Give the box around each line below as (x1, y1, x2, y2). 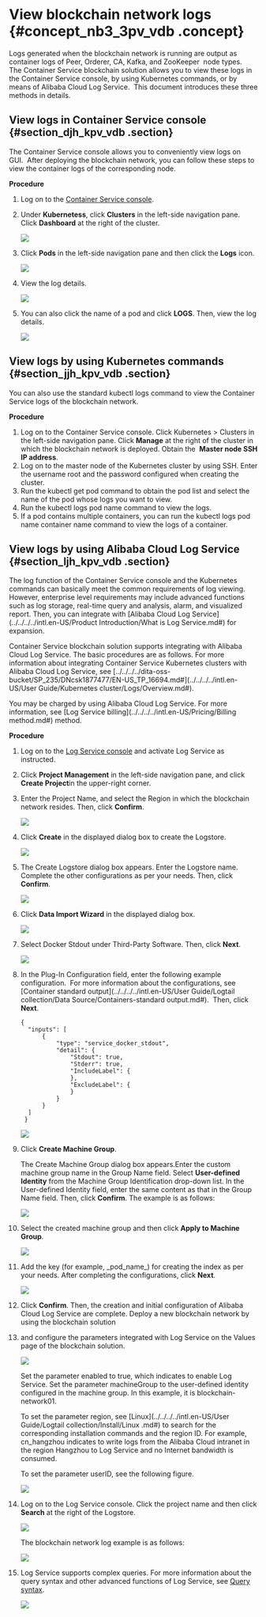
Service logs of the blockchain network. (9, 396, 139, 406)
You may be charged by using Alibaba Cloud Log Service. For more (9, 699, 228, 709)
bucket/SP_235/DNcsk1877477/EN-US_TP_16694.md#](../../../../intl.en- (9, 675, 238, 685)
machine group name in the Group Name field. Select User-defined (20, 1168, 240, 1178)
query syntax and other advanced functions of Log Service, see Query (20, 1577, 251, 1586)
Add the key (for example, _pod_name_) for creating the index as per (20, 1262, 244, 1271)
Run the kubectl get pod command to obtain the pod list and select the (20, 486, 250, 495)
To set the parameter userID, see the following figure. (20, 1469, 194, 1479)
